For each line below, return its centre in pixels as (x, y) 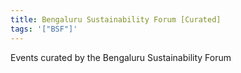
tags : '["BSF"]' (44, 29)
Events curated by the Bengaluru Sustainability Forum (121, 57)
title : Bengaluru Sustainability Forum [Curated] (116, 19)
